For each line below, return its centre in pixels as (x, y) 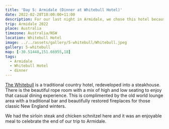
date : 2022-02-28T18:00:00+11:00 (40, 15)
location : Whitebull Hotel (33, 38)
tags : (11, 56)
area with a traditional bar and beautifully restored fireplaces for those (78, 101)
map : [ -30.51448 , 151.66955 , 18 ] (38, 52)
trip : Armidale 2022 (27, 24)
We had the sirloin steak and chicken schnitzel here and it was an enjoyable (83, 116)
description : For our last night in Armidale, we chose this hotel (77, 19)
